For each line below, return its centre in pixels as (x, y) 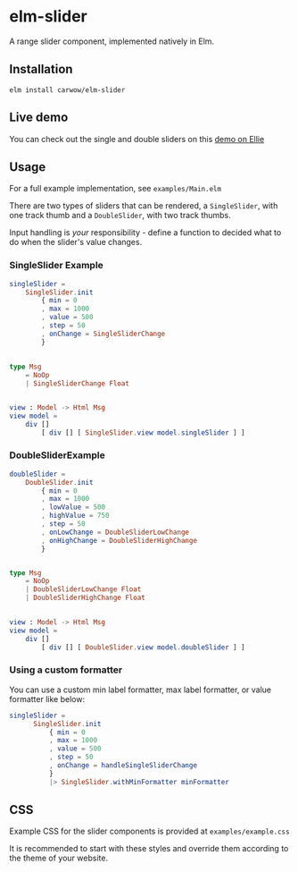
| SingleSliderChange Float (77, 384)
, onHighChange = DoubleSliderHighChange (120, 540)
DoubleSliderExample (57, 455)
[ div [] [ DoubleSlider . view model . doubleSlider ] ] (143, 647)
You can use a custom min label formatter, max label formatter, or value (141, 690)
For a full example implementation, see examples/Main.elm (115, 189)
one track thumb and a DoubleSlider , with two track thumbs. (120, 216)
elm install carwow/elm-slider (67, 90)
